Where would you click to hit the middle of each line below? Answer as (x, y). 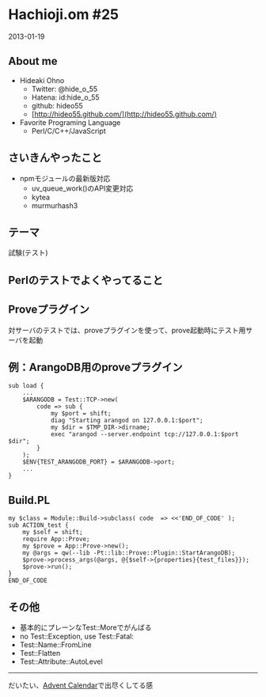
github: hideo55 (57, 105)
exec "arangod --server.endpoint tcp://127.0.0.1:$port (144, 434)
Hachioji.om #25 (63, 15)
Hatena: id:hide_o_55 (66, 97)
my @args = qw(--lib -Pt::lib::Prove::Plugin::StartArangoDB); (129, 553)
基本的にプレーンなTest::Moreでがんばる (85, 627)
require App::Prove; (56, 540)
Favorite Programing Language (70, 122)
